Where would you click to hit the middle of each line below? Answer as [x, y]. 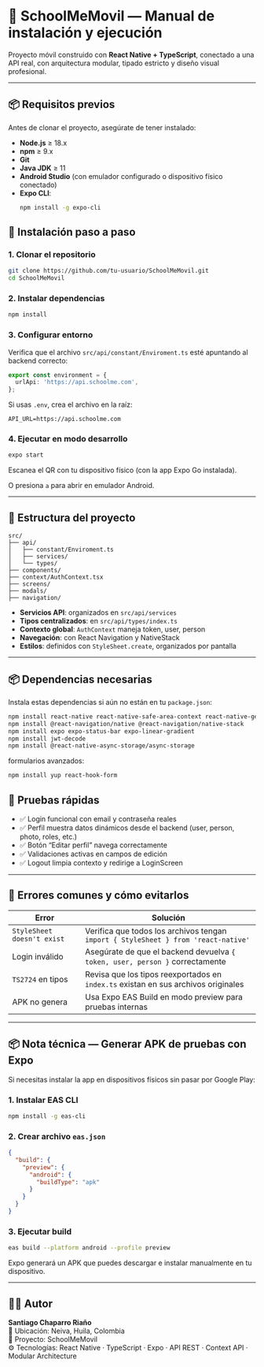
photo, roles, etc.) [48, 837]
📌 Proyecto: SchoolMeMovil [53, 1339]
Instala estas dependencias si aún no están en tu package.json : [110, 702]
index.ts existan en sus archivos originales [165, 984]
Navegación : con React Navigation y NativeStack [99, 638]
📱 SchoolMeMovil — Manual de [111, 16]
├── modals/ [27, 591]
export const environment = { [58, 375]
